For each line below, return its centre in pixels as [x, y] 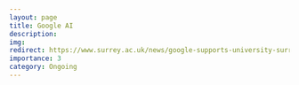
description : [33, 34]
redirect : [28, 50]
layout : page [33, 17]
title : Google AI [41, 26]
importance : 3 [36, 58]
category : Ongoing [43, 67]
